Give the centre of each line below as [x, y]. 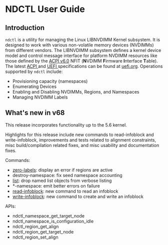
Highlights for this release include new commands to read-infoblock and [79, 134]
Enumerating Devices [34, 86]
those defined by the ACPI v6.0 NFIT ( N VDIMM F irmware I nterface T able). [82, 61]
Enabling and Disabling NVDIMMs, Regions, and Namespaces [76, 92]
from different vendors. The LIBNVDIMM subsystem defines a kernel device [83, 50]
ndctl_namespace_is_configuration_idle [53, 221]
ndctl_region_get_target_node [43, 231]
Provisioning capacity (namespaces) [50, 81]
